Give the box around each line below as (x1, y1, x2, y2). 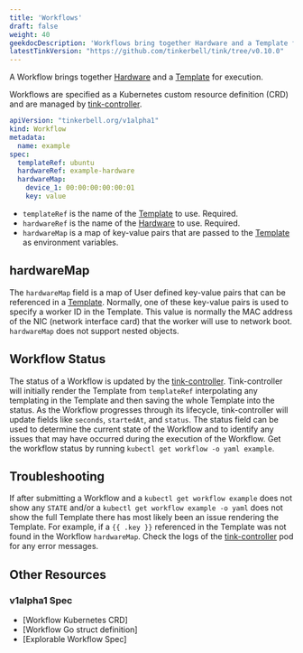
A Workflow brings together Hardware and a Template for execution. (9, 71, 263, 82)
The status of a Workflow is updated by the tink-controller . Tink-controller (9, 376, 283, 387)
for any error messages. (9, 541, 99, 552)
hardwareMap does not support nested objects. (9, 325, 179, 336)
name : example (17, 141, 70, 150)
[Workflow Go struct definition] (22, 624, 138, 635)
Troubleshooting (9, 469, 106, 484)
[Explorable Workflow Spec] (22, 634, 127, 644)
